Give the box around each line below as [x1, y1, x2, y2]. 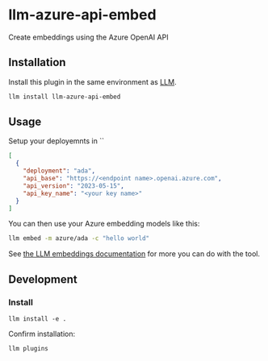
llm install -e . [8, 315, 67, 323]
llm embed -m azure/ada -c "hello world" [8, 234, 150, 243]
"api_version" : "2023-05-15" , [23, 181, 125, 190]
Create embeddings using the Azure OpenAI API [8, 32, 169, 42]
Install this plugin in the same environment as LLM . [8, 77, 177, 86]
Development [8, 272, 78, 286]
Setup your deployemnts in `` [8, 136, 105, 146]
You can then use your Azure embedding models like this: [8, 219, 200, 229]
